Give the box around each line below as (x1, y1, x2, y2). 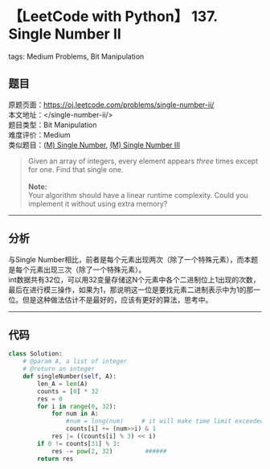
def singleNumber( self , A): (22, 372, 117, 381)
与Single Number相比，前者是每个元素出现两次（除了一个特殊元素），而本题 (8, 254, 259, 264)
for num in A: (51, 409, 99, 418)
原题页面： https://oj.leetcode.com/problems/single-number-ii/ (8, 100, 215, 109)
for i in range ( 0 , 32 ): (37, 402, 117, 410)
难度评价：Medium (8, 130, 71, 139)
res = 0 (37, 395, 63, 403)
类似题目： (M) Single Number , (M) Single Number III (8, 140, 181, 150)
